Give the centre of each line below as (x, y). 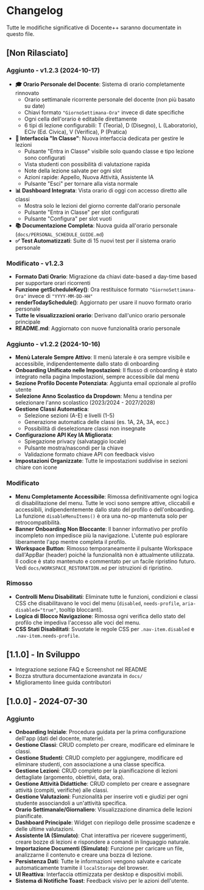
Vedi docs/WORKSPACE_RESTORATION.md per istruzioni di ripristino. (94, 568)
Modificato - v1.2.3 (35, 263)
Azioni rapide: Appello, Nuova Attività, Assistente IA (89, 177)
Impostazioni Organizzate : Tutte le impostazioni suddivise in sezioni (101, 461)
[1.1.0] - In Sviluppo (43, 655)
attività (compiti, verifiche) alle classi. (62, 790)
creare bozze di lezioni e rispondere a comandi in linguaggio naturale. (103, 842)
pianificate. (29, 816)
